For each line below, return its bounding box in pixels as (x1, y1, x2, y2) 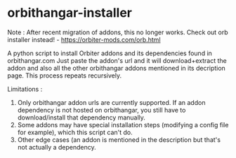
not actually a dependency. (17, 143, 96, 151)
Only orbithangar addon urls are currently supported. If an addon (17, 98, 206, 106)
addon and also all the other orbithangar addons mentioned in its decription (7, 64, 226, 72)
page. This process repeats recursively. (7, 71, 122, 80)
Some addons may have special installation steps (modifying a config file (17, 120, 229, 129)
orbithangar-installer (7, 5, 132, 21)
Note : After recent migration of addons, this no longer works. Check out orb (7, 28, 228, 36)
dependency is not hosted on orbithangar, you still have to (17, 106, 186, 114)
